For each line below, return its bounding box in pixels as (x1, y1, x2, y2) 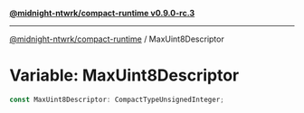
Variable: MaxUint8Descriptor (9, 65, 240, 86)
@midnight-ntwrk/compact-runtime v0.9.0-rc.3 (9, 8, 195, 18)
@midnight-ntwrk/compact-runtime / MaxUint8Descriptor (9, 33, 224, 44)
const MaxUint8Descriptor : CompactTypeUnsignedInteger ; (9, 95, 224, 104)
